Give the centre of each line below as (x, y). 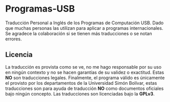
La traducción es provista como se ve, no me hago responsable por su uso (83, 67)
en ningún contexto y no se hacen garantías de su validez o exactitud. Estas (85, 72)
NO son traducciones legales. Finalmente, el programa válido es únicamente (85, 78)
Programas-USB (40, 9)
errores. (13, 39)
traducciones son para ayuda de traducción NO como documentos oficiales (84, 88)
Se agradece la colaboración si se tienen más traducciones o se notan (79, 33)
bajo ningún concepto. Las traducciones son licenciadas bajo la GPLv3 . (80, 93)
